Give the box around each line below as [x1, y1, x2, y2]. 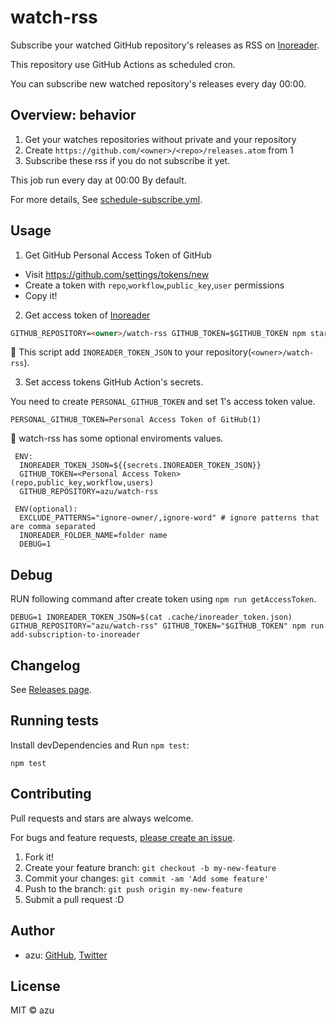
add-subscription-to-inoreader [10, 630, 141, 640]
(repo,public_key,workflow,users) [10, 478, 155, 488]
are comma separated [10, 522, 97, 532]
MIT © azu [10, 1004, 55, 1016]
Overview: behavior [10, 107, 137, 124]
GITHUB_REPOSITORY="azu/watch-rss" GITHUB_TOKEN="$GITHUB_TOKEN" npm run [10, 621, 325, 631]
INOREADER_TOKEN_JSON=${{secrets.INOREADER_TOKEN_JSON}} [19, 461, 262, 471]
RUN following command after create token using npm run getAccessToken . [10, 593, 317, 605]
